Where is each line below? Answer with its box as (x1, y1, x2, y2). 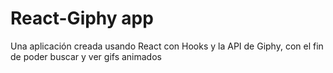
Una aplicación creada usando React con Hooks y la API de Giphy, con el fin (10, 40, 324, 52)
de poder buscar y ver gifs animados (10, 50, 162, 62)
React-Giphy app (10, 7, 154, 30)
